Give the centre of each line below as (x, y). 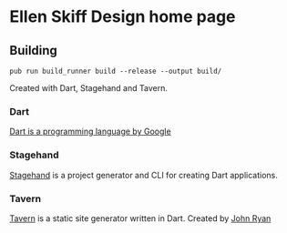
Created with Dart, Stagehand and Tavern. (89, 88)
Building (33, 51)
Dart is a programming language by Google (90, 132)
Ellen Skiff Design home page (123, 17)
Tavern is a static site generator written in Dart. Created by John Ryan (140, 218)
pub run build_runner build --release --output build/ (116, 71)
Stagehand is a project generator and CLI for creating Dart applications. (143, 175)
